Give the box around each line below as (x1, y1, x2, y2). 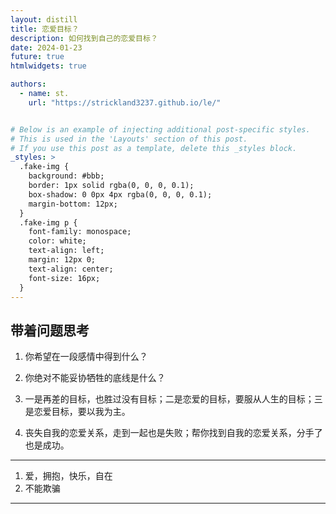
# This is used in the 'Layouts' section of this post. (10, 134, 248, 144)
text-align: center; (28, 264, 114, 274)
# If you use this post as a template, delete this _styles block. (10, 143, 298, 153)
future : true (10, 52, 65, 62)
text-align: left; (28, 246, 105, 256)
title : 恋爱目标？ (10, 24, 80, 34)
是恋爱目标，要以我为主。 (24, 406, 131, 418)
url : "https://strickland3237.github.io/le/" (28, 97, 222, 108)
